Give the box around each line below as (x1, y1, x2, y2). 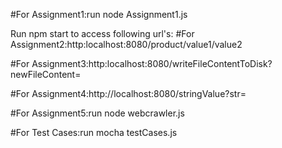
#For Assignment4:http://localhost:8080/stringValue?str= (10, 88, 247, 99)
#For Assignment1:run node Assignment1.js (10, 9, 188, 20)
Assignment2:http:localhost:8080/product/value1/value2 (10, 39, 243, 50)
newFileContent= (10, 69, 82, 80)
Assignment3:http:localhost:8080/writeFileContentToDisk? (31, 58, 273, 69)
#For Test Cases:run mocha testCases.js (10, 127, 178, 138)
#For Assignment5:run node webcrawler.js (10, 107, 185, 119)
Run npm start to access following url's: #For (10, 28, 195, 39)
